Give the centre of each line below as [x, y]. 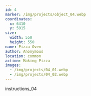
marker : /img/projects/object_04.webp [45, 14]
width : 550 [21, 38]
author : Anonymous [24, 51]
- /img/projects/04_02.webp [39, 75]
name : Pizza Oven [23, 47]
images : [13, 65]
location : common [23, 56]
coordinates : [19, 19]
